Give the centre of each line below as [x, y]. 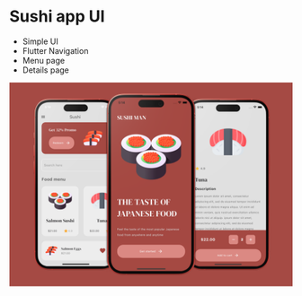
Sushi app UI [57, 17]
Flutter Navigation [55, 50]
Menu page [44, 60]
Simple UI [40, 41]
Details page [45, 70]
